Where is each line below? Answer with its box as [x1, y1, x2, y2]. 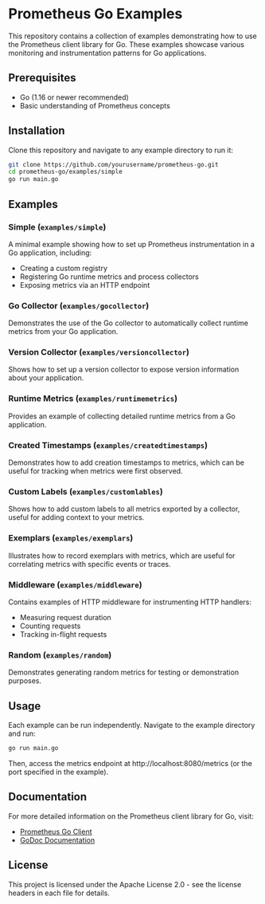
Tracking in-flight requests [19, 629, 107, 639]
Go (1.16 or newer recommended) [19, 92, 129, 102]
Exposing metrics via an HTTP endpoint [19, 280, 150, 289]
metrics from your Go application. [8, 327, 119, 336]
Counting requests [19, 621, 81, 631]
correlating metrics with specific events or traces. [8, 559, 171, 568]
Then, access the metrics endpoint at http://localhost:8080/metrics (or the [8, 758, 252, 768]
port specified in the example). [8, 767, 109, 776]
